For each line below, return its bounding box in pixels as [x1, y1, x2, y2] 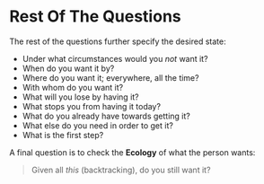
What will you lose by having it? [22, 92, 139, 102]
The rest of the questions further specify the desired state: [9, 36, 226, 47]
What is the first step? [22, 129, 104, 140]
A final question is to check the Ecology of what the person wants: [9, 146, 256, 158]
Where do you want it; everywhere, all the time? [22, 72, 199, 83]
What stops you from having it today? [22, 101, 162, 111]
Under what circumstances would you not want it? [22, 53, 208, 64]
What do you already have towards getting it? [22, 110, 190, 121]
